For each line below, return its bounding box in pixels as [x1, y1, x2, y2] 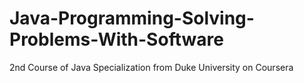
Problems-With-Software [9, 28, 224, 51]
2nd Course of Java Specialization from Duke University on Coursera [9, 61, 294, 73]
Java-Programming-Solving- [9, 7, 255, 30]
